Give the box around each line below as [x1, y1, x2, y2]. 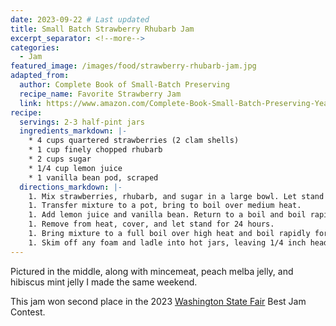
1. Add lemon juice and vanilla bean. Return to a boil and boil [28, 210, 307, 220]
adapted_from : [10, 71, 70, 81]
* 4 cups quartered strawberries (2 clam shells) [28, 136, 240, 146]
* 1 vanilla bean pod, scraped [28, 172, 159, 183]
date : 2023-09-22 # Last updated [10, 14, 150, 25]
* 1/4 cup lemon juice [28, 163, 123, 173]
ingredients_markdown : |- [19, 126, 128, 136]
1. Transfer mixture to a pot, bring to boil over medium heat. [28, 201, 302, 211]
